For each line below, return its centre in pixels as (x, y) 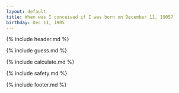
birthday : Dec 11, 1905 (36, 22)
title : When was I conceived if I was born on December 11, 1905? (90, 17)
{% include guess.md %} (36, 51)
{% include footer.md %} (36, 85)
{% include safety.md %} (37, 74)
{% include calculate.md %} (40, 62)
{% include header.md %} (38, 39)
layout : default (26, 11)
